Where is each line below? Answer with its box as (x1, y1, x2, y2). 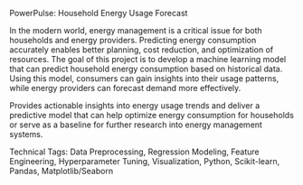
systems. (9, 129, 43, 139)
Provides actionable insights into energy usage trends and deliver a (9, 100, 260, 111)
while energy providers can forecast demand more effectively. (9, 83, 241, 93)
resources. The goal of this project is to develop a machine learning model (9, 54, 287, 64)
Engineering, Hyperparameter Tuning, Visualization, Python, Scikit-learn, (9, 156, 280, 166)
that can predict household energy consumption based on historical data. (9, 63, 283, 74)
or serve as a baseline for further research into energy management (9, 119, 262, 130)
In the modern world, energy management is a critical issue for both (9, 25, 262, 35)
